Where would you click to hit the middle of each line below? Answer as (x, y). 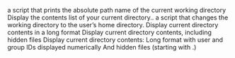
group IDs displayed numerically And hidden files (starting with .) (102, 47)
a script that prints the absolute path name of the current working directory (117, 10)
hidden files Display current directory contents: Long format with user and (115, 40)
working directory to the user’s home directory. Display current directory (113, 25)
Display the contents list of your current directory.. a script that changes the (118, 17)
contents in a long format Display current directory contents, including (110, 32)
